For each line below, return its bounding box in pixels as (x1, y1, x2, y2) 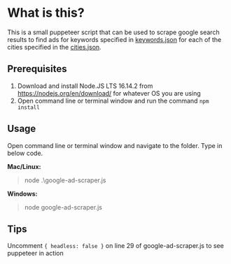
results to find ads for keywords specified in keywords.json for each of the (7, 35, 222, 43)
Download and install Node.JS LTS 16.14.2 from (17, 82, 153, 90)
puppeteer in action (7, 249, 64, 258)
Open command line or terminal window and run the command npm (17, 96, 209, 105)
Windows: (7, 189, 38, 198)
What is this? (7, 5, 85, 21)
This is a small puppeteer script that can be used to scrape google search (7, 28, 220, 36)
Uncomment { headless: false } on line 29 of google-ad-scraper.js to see (7, 242, 224, 250)
